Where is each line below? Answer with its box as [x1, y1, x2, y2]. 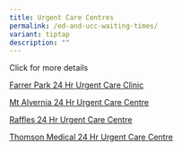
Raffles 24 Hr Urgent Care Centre [9, 114, 133, 125]
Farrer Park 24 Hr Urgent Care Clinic [9, 80, 144, 90]
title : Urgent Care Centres [9, 13, 115, 22]
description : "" [9, 38, 70, 47]
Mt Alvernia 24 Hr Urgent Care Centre [9, 97, 150, 108]
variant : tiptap [9, 29, 70, 38]
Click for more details [9, 63, 89, 73]
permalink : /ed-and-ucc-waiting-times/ [9, 21, 159, 30]
